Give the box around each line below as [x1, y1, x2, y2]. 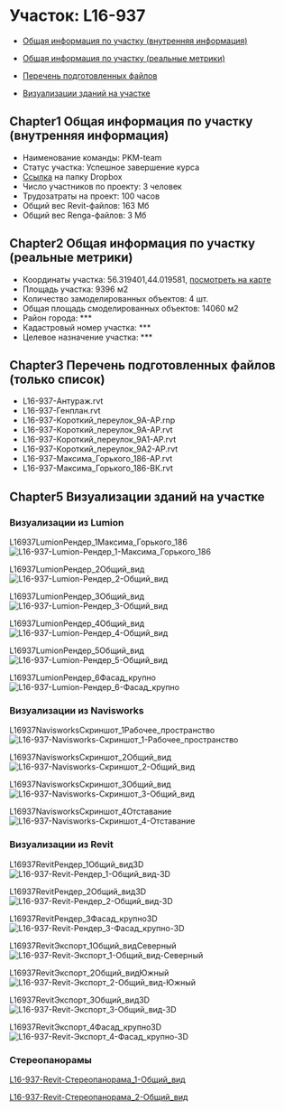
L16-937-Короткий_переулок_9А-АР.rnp [22, 415, 176, 425]
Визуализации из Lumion [9, 516, 124, 528]
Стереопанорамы [9, 1053, 93, 1066]
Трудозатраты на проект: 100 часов [22, 191, 160, 201]
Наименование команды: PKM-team [22, 152, 162, 163]
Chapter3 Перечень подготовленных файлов [9, 358, 276, 373]
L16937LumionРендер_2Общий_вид [9, 564, 145, 574]
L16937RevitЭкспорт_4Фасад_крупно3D [9, 1022, 162, 1032]
